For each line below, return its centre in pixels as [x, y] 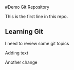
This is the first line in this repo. [37, 16]
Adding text [17, 52]
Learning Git [24, 32]
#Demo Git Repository [27, 7]
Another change [21, 62]
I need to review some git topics [37, 43]
